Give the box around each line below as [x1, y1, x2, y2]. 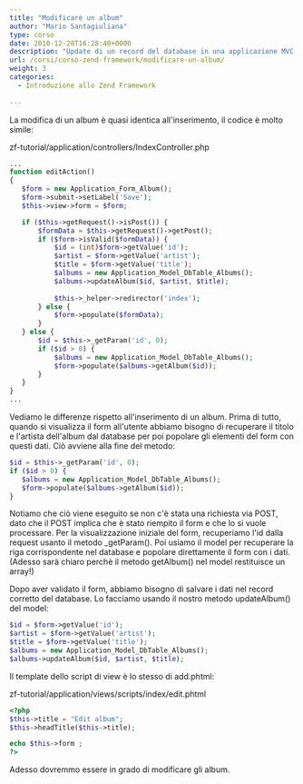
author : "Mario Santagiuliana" [9, 22, 128, 31]
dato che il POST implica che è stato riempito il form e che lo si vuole [9, 518, 267, 529]
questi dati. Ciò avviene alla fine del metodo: [9, 441, 175, 451]
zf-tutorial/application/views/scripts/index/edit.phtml [9, 688, 207, 700]
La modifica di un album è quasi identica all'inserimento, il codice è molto [9, 114, 284, 125]
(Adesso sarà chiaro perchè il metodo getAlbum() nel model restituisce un [9, 556, 286, 568]
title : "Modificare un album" [9, 13, 124, 23]
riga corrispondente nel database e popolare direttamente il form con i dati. [9, 547, 290, 558]
